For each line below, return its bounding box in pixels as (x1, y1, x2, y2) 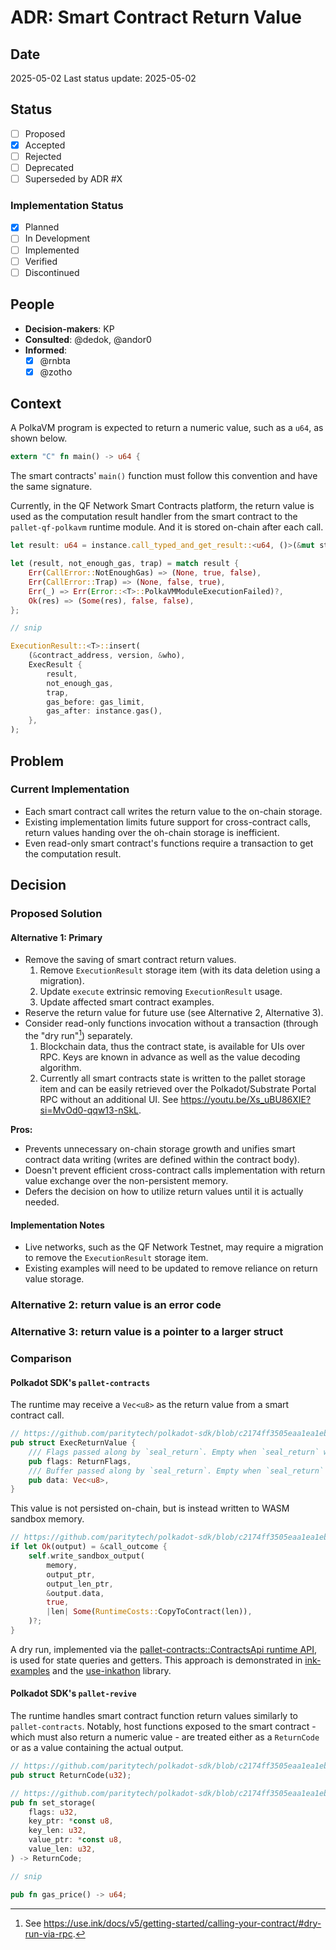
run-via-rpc (24, 1927, 73, 1940)
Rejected (24, 150, 62, 162)
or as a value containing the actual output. (10, 1742, 184, 1754)
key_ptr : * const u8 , (28, 1816, 114, 1826)
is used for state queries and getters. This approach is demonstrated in (10, 1654, 303, 1666)
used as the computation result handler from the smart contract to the (10, 511, 298, 523)
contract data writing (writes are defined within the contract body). (24, 1153, 300, 1165)
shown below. (10, 432, 68, 445)
